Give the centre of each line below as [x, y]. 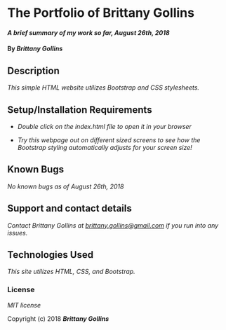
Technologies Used [50, 255]
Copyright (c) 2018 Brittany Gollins [58, 318]
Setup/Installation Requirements [80, 110]
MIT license [24, 305]
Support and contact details [69, 208]
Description [33, 70]
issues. [18, 233]
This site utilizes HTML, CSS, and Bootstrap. [71, 272]
